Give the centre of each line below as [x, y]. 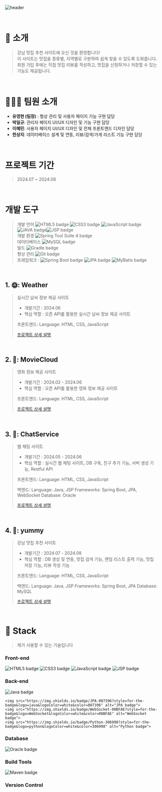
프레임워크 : [28, 260]
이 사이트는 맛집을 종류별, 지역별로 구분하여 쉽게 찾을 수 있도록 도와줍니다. [87, 58]
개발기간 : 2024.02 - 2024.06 [53, 382]
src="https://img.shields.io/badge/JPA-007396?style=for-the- [80, 701]
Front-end [17, 658]
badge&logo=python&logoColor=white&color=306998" [56, 726]
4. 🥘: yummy [24, 531]
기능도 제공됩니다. [34, 71]
